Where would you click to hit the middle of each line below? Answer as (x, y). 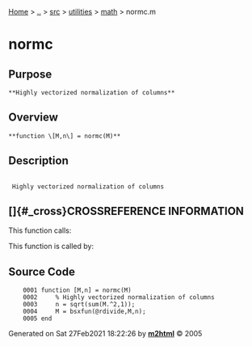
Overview (34, 118)
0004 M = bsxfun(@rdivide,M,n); (85, 312)
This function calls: (40, 230)
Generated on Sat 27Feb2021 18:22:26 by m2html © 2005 (105, 334)
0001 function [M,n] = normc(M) (77, 290)
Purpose (30, 74)
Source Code (42, 271)
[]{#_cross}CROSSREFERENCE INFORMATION (126, 211)
